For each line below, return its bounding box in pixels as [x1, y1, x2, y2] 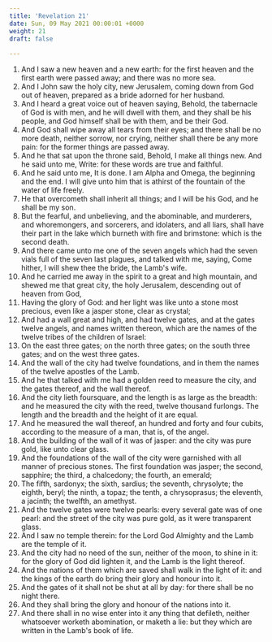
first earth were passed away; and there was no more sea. [20, 73, 216, 83]
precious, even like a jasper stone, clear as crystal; [20, 306, 191, 316]
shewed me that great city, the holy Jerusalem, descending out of [20, 280, 242, 290]
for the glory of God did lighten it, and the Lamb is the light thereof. [20, 557, 245, 566]
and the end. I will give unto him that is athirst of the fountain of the [20, 176, 246, 187]
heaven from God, [20, 289, 82, 299]
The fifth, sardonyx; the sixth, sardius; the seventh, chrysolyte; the [20, 479, 244, 488]
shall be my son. [20, 202, 76, 212]
